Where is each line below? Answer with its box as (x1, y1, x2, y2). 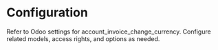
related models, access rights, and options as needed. (6, 34, 160, 42)
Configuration (6, 5, 89, 21)
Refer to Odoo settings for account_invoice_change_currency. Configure (6, 27, 211, 36)
